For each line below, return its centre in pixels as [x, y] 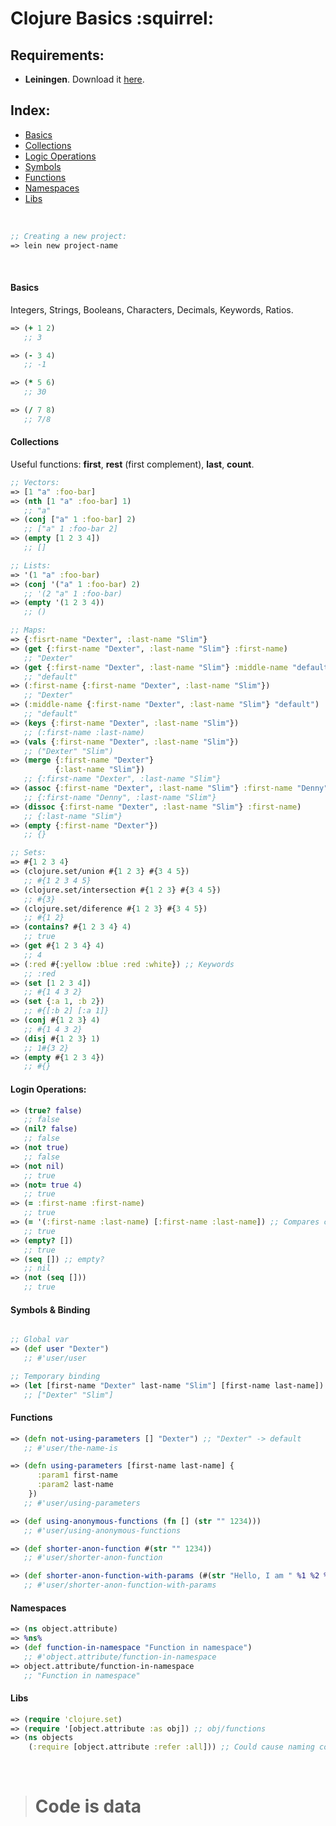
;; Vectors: [35, 482]
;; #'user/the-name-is [70, 1448]
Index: [30, 110]
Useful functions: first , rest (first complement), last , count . [132, 464]
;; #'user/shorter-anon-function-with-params [120, 1585]
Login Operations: [48, 1089]
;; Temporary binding [55, 1376]
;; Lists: [31, 565]
